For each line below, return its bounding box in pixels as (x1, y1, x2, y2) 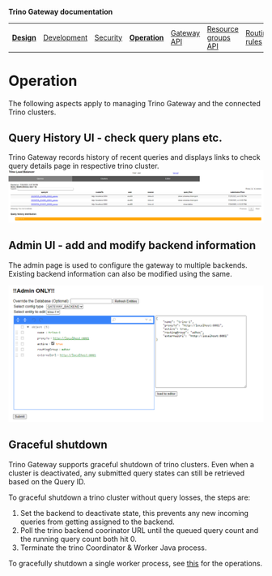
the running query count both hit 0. (19, 534, 138, 544)
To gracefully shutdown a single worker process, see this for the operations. (8, 558, 263, 568)
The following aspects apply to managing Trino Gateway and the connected (8, 99, 261, 109)
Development (43, 32, 88, 42)
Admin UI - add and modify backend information (8, 239, 257, 252)
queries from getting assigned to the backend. (19, 517, 176, 527)
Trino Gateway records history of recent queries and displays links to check (8, 153, 261, 161)
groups (206, 32, 231, 42)
